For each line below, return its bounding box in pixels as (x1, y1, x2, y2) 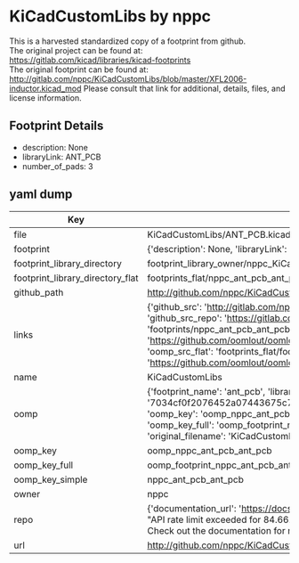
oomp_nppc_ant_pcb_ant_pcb (146, 444, 273, 456)
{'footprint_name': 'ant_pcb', (146, 385, 266, 397)
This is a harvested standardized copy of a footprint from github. (9, 36, 246, 46)
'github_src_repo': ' (146, 312, 228, 324)
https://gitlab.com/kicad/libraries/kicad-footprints (9, 54, 191, 65)
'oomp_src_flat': (146, 345, 214, 357)
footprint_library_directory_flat (13, 272, 139, 284)
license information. (9, 92, 82, 103)
